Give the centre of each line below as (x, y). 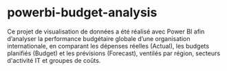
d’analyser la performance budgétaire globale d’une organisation (99, 38)
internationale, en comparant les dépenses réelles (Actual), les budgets (108, 46)
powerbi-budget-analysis (82, 13)
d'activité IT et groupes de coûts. (54, 60)
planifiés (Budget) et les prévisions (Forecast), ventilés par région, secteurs (114, 53)
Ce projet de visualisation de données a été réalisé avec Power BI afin (106, 31)
